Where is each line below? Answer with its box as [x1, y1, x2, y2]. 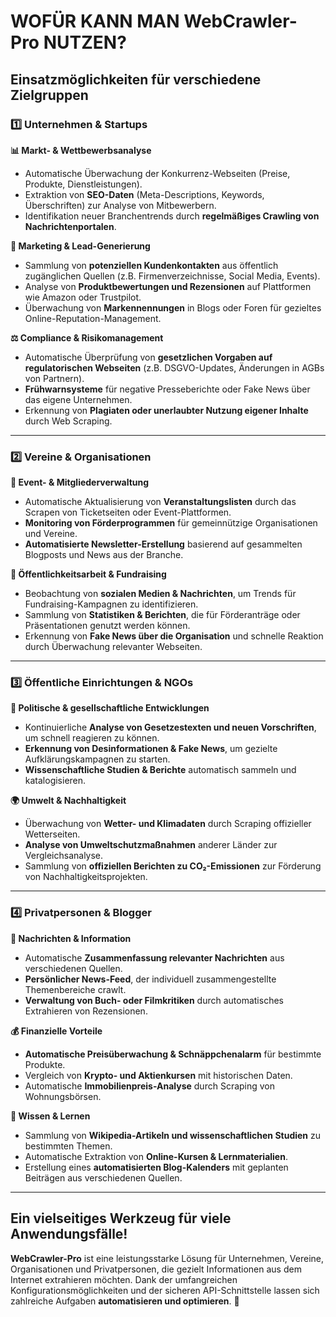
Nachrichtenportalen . [24, 220, 117, 232]
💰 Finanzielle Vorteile [10, 1025, 103, 1037]
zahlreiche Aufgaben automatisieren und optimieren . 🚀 [10, 1295, 240, 1307]
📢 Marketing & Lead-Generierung [10, 240, 151, 252]
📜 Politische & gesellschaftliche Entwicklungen [10, 702, 210, 714]
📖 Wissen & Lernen [10, 1110, 91, 1122]
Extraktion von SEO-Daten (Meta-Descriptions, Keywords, [24, 188, 265, 200]
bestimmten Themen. [24, 1140, 113, 1152]
